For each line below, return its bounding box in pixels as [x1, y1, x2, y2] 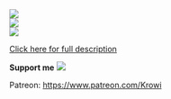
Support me [9, 62, 55, 73]
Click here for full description [9, 44, 117, 54]
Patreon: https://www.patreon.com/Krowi [9, 80, 162, 90]
